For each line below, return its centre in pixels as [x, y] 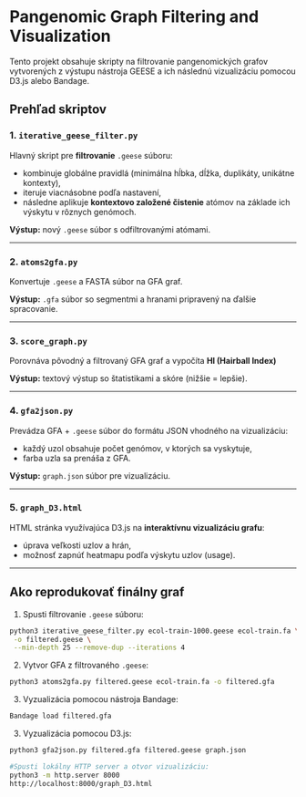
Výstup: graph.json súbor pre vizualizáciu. [90, 475]
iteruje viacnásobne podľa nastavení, [92, 192]
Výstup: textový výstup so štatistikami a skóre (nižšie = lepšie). [128, 378]
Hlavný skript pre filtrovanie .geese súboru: [91, 155]
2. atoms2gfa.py [44, 262]
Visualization [60, 36]
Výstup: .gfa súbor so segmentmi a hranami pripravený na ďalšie [133, 299]
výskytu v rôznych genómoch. [79, 212]
